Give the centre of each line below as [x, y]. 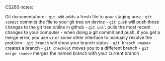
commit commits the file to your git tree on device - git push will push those [82, 22]
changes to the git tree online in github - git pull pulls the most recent [78, 27]
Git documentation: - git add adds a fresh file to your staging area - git [79, 16]
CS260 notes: [19, 7]
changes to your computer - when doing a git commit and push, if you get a [82, 32]
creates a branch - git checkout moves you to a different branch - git [77, 48]
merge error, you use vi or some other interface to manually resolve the [79, 37]
